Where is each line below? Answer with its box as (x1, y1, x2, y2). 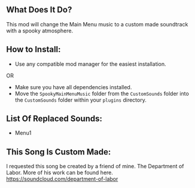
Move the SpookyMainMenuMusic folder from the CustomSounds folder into (14, 90, 190, 97)
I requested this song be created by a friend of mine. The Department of (6, 163, 184, 170)
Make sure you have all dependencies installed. (14, 83, 132, 90)
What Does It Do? (6, 5, 72, 15)
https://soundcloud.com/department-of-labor (6, 175, 118, 183)
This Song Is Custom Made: (6, 147, 111, 157)
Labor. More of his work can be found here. (6, 169, 114, 176)
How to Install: (6, 44, 61, 54)
